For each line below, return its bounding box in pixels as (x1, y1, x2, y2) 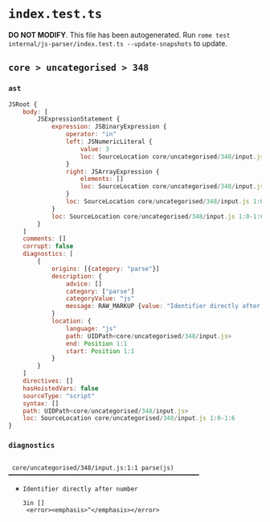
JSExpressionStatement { (37, 115, 121, 123)
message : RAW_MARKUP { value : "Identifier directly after (65, 302, 261, 310)
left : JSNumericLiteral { (65, 138, 153, 146)
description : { (51, 272, 103, 280)
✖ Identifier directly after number (15, 485, 138, 493)
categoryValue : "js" (65, 294, 135, 303)
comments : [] (22, 235, 67, 243)
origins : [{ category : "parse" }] (51, 265, 160, 273)
